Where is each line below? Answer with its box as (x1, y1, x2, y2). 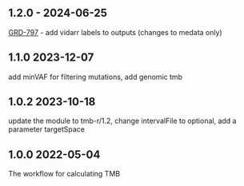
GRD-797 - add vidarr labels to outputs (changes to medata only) (8, 27, 222, 37)
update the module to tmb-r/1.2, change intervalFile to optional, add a (8, 116, 237, 126)
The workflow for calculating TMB (8, 169, 121, 179)
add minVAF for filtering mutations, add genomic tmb (8, 72, 182, 81)
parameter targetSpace (8, 125, 86, 134)
